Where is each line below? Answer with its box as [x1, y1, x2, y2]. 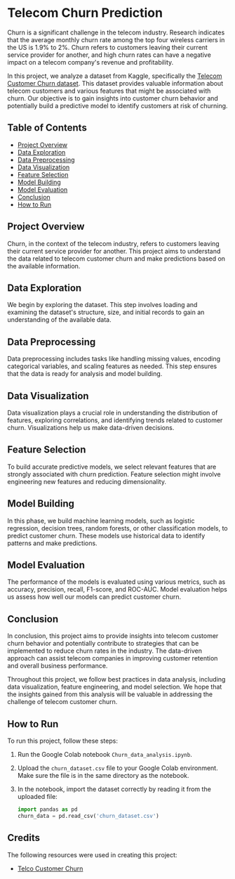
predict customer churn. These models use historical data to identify [7, 531, 206, 540]
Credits [7, 832, 41, 844]
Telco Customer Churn [17, 864, 83, 873]
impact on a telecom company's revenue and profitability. [7, 58, 174, 66]
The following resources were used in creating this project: [7, 850, 177, 859]
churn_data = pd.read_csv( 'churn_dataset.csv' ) [17, 812, 159, 819]
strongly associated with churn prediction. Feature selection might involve [7, 469, 221, 478]
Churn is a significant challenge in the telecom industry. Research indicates [7, 28, 225, 37]
